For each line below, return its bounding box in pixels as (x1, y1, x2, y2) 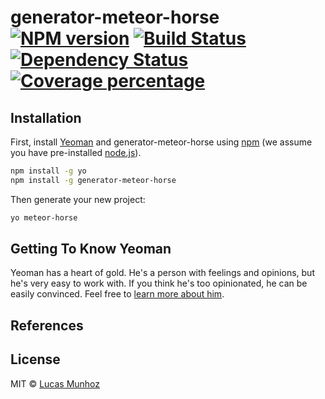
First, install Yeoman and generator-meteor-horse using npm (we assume (10, 136, 313, 148)
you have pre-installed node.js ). (10, 147, 142, 158)
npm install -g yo (10, 166, 87, 176)
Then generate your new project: (10, 193, 146, 205)
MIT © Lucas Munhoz (10, 377, 101, 390)
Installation (10, 109, 82, 126)
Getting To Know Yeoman (10, 241, 172, 258)
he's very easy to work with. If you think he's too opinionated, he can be (10, 277, 308, 290)
